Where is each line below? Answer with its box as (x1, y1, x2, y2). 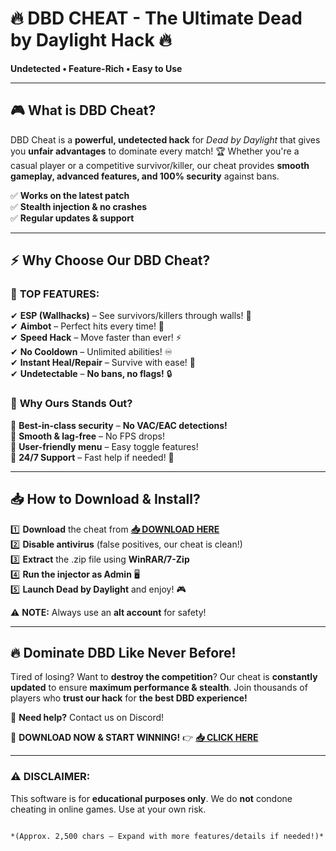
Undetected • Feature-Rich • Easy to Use (10, 62, 183, 74)
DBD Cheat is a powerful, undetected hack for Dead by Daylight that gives (10, 133, 321, 146)
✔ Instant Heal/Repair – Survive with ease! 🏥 (10, 357, 196, 369)
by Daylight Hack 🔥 (10, 29, 172, 52)
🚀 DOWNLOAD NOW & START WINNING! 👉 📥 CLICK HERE (10, 732, 259, 744)
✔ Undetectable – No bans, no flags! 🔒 (10, 368, 173, 380)
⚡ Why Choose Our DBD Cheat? (10, 252, 211, 269)
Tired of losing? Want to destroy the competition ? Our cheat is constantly (10, 671, 318, 683)
